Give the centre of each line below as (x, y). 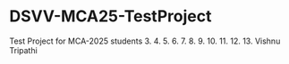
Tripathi (23, 50)
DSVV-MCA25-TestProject (110, 16)
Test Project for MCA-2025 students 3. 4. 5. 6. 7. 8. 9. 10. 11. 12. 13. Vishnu (145, 41)
